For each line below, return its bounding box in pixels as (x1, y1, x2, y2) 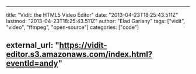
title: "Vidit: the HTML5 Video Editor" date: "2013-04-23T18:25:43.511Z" (6, 12, 178, 18)
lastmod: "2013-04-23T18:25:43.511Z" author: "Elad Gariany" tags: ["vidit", (6, 18, 185, 24)
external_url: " (6, 40, 60, 50)
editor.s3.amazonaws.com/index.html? (6, 50, 153, 60)
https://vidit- (59, 40, 107, 50)
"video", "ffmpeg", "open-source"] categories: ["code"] (6, 24, 139, 31)
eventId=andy (6, 58, 58, 68)
